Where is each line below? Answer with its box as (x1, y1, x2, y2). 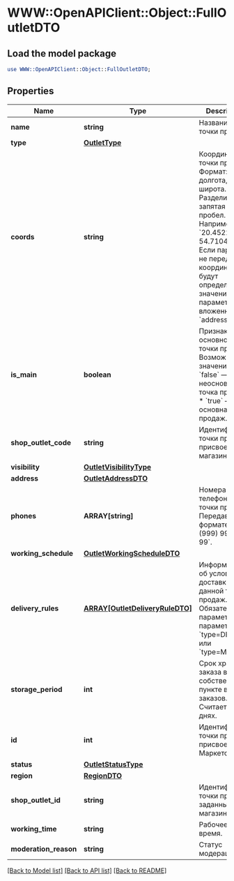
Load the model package (7, 47, 117, 59)
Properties (7, 85, 54, 97)
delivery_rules (10, 603, 59, 613)
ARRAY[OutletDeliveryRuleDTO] (83, 603, 193, 613)
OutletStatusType (83, 759, 143, 769)
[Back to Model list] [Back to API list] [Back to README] (7, 866, 167, 875)
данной (198, 586, 224, 596)
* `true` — (198, 396, 232, 405)
